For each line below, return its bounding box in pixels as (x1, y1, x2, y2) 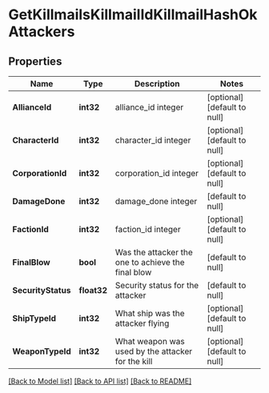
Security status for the (114, 280, 199, 291)
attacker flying (114, 318, 170, 329)
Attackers (8, 22, 75, 41)
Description (134, 78, 180, 89)
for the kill (114, 356, 153, 367)
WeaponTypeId (12, 346, 72, 357)
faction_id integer (114, 224, 182, 235)
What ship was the (114, 308, 185, 319)
